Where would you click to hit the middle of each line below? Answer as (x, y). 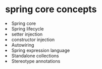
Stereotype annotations (36, 61)
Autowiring (23, 45)
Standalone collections (35, 56)
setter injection (27, 34)
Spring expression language (41, 50)
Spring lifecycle (28, 28)
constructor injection (33, 40)
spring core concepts (51, 9)
